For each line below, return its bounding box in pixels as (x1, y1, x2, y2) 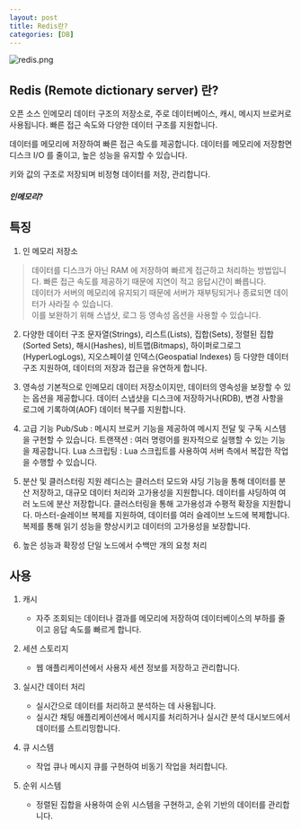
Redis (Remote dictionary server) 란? (9, 83, 219, 98)
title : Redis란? (9, 22, 69, 31)
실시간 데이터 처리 (22, 682, 85, 692)
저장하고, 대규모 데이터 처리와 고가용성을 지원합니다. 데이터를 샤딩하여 (31, 487, 277, 498)
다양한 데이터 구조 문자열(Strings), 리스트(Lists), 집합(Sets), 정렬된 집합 (22, 329, 274, 340)
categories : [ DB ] (9, 30, 75, 39)
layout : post (9, 13, 58, 22)
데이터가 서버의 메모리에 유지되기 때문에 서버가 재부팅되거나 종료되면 (31, 287, 272, 297)
